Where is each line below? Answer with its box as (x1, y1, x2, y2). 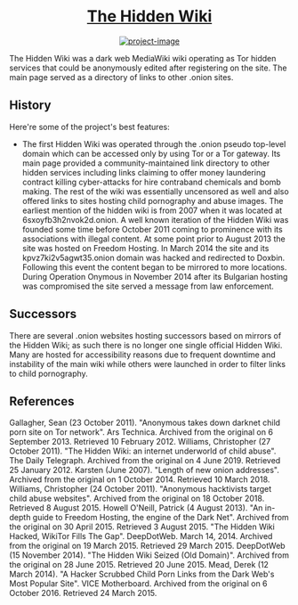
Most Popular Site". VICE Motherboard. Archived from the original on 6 (9, 578, 269, 589)
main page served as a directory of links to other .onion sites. (9, 71, 234, 82)
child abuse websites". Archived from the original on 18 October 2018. (9, 493, 265, 504)
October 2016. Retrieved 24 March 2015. (9, 588, 157, 599)
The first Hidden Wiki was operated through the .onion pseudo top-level (21, 138, 286, 149)
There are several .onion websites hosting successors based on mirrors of (9, 330, 282, 340)
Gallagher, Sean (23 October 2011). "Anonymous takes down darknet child (9, 417, 281, 429)
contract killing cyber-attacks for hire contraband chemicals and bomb (21, 176, 282, 187)
